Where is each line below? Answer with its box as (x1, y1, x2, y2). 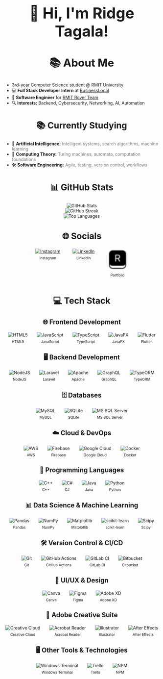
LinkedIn (76, 255, 91, 260)
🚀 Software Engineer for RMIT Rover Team (11, 94, 99, 100)
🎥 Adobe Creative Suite (46, 610, 118, 619)
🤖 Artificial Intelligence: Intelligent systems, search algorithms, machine (11, 141, 159, 147)
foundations (11, 156, 36, 162)
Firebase (51, 453, 66, 457)
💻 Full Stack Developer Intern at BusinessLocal (11, 87, 109, 93)
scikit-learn (105, 525, 125, 530)
